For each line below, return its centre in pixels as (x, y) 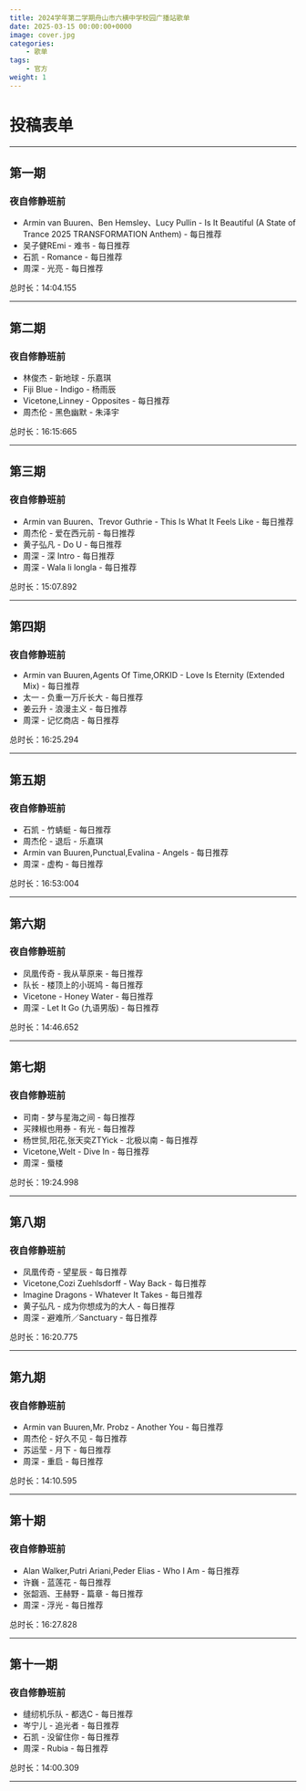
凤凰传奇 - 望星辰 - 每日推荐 (75, 1272)
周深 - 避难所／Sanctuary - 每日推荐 (90, 1318)
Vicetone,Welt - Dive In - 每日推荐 (86, 1151)
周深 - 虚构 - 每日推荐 (63, 864)
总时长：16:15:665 (43, 432)
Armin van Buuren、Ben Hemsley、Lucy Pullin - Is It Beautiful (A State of (159, 223)
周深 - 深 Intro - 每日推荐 (69, 555)
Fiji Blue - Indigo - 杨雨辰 (69, 390)
